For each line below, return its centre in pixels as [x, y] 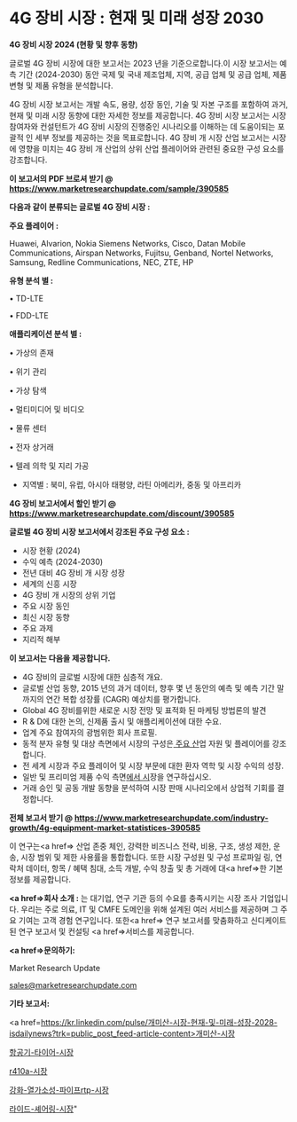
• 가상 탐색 [28, 390]
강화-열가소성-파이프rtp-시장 [59, 1090]
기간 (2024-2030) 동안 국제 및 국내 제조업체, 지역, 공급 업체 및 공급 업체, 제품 [152, 74]
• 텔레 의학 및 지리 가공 [49, 466]
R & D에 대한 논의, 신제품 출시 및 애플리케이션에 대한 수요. [121, 721]
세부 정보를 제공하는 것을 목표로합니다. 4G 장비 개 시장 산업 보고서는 [152, 137]
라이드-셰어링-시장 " [43, 1109]
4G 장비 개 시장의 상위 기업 [69, 594]
